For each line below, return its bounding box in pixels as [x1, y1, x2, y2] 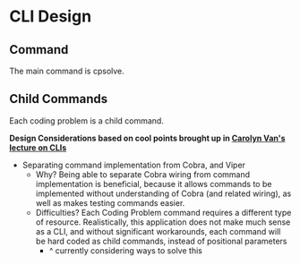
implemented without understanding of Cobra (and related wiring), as [35, 188, 292, 199]
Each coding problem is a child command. [9, 115, 164, 126]
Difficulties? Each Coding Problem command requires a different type [35, 207, 292, 218]
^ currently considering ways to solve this [48, 244, 203, 256]
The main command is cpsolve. [9, 65, 125, 76]
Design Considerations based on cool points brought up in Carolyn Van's [9, 132, 286, 143]
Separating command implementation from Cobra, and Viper [21, 159, 246, 170]
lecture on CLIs [9, 141, 67, 153]
